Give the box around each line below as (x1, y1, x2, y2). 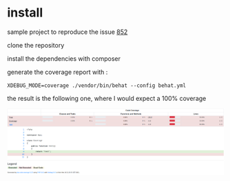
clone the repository (7, 41, 65, 49)
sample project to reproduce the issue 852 (7, 28, 128, 36)
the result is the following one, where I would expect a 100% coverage (7, 94, 207, 102)
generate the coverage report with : (7, 68, 108, 76)
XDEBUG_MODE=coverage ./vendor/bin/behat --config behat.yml (7, 82, 187, 89)
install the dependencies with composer (7, 54, 121, 63)
